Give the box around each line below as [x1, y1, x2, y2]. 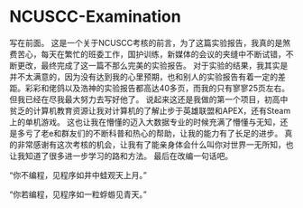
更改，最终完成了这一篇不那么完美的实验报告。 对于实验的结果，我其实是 [16, 60, 289, 71]
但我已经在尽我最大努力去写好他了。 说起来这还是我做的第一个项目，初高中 [9, 93, 289, 105]
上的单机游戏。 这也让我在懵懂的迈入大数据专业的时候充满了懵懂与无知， [9, 116, 280, 128]
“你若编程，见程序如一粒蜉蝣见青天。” [9, 188, 147, 200]
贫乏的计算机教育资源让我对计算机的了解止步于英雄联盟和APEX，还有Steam [9, 105, 291, 116]
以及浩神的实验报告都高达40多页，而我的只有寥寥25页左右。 [64, 82, 290, 93]
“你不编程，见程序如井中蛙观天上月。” [9, 169, 147, 180]
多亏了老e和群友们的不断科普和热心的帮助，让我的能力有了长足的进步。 [16, 128, 283, 138]
